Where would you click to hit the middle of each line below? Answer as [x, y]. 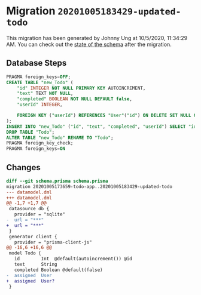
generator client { [33, 236]
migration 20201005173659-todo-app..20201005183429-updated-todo [89, 186]
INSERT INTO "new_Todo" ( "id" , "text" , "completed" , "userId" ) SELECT [96, 127]
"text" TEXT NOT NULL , [45, 94]
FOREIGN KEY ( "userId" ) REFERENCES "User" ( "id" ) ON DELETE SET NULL [104, 115]
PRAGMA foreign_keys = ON [36, 149]
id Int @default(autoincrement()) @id [73, 259]
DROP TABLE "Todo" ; [31, 132]
